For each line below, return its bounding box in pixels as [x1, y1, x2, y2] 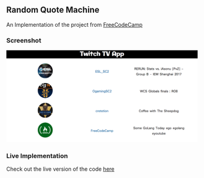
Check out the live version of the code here [6, 165, 115, 173]
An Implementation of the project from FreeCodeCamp [6, 21, 143, 28]
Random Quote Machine [6, 5, 100, 15]
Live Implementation [6, 151, 68, 160]
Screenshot [6, 36, 41, 44]
